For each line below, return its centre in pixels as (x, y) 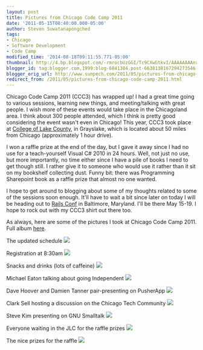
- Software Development (36, 46)
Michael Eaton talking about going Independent (65, 279)
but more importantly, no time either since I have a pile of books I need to (97, 160)
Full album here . (26, 228)
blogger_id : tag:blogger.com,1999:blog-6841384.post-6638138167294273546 (101, 68)
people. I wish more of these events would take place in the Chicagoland (97, 110)
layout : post (23, 12)
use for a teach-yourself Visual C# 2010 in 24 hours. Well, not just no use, (98, 154)
